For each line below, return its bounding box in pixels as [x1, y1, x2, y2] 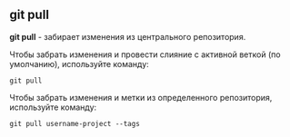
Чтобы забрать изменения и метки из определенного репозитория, [9, 92, 273, 103]
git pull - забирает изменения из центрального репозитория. [9, 31, 246, 42]
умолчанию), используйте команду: [9, 58, 150, 69]
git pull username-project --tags [9, 119, 141, 128]
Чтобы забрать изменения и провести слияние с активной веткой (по [9, 49, 281, 60]
